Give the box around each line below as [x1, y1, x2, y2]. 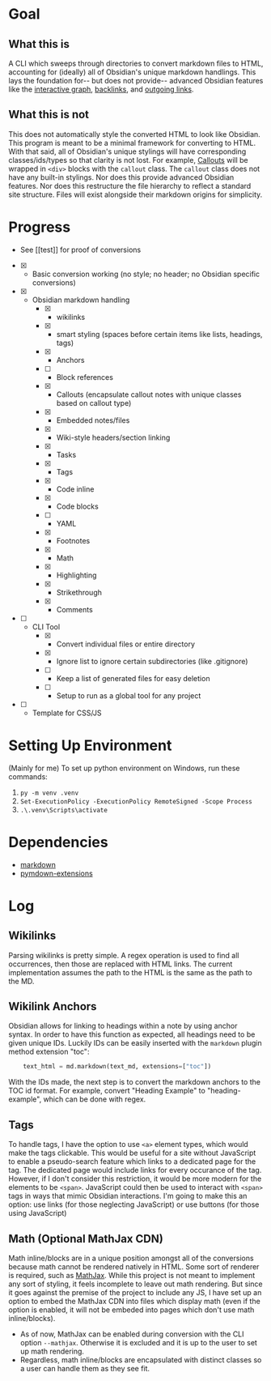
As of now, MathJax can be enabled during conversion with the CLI [19, 1329, 244, 1339]
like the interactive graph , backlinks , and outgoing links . [8, 84, 194, 94]
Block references [56, 372, 113, 381]
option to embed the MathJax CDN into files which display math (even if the [8, 1296, 260, 1306]
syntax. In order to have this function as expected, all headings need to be [8, 1029, 256, 1039]
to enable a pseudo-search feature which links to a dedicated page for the [8, 1157, 256, 1166]
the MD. [8, 976, 35, 986]
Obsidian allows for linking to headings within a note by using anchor [8, 1021, 238, 1031]
